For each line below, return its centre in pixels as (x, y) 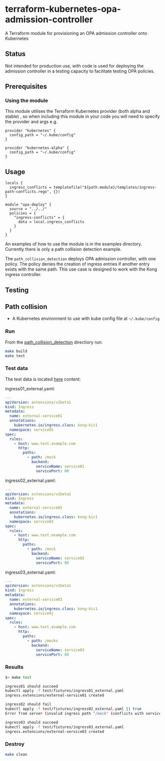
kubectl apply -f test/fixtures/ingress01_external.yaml (65, 691)
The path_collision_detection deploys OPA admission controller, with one (81, 259)
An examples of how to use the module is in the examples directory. (74, 244)
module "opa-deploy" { (28, 205)
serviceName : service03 (60, 650)
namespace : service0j (32, 613)
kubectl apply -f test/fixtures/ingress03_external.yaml (65, 727)
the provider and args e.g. (31, 122)
